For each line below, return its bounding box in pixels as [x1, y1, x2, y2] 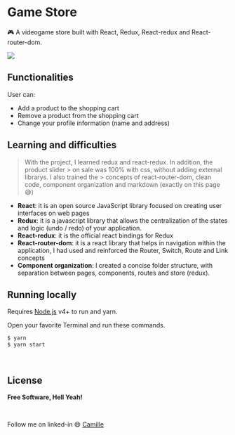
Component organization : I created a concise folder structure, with [17, 261, 213, 269]
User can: [7, 90, 36, 98]
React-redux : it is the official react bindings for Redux [17, 231, 174, 240]
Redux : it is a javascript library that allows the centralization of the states [17, 216, 228, 225]
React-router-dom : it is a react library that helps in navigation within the [17, 238, 227, 247]
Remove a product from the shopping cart [17, 111, 139, 119]
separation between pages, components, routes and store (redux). [17, 268, 210, 277]
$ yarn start [7, 342, 46, 349]
